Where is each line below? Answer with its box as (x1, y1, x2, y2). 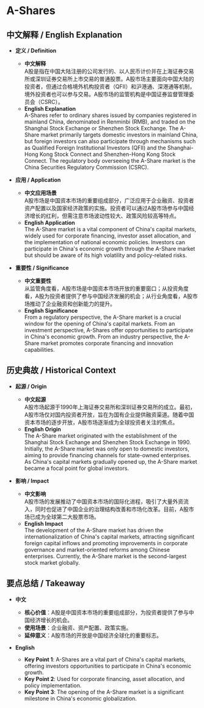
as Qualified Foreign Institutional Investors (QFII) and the (24, 144, 166, 151)
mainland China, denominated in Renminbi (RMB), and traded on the (24, 118, 195, 125)
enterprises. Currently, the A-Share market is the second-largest (24, 552, 187, 560)
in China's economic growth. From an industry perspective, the (24, 333, 183, 340)
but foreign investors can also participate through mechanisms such (24, 138, 196, 144)
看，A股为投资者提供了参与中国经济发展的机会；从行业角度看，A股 (24, 293, 192, 300)
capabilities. (24, 346, 55, 353)
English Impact (24, 520, 64, 527)
